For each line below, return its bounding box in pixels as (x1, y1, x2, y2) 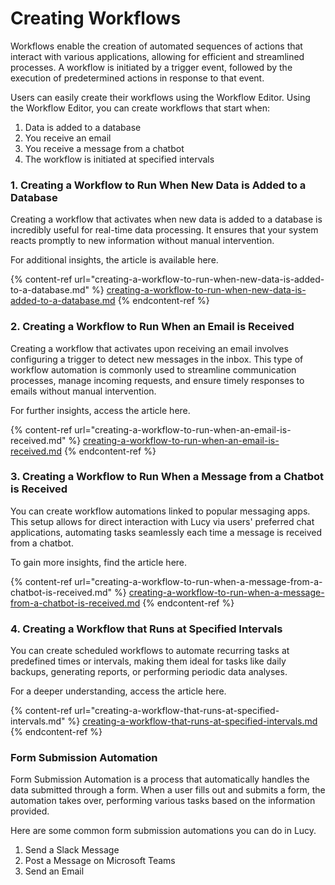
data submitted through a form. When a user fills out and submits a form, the (10, 784, 326, 796)
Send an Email (24, 865, 85, 877)
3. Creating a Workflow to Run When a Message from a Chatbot (10, 470, 325, 484)
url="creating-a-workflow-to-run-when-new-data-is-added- (74, 273, 325, 286)
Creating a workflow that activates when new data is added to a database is (10, 213, 323, 226)
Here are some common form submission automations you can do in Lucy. (10, 825, 317, 837)
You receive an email (24, 132, 112, 144)
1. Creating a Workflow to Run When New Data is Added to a (10, 178, 307, 192)
